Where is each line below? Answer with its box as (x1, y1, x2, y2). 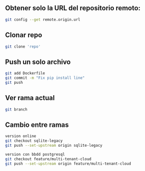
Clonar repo (5, 31, 42, 39)
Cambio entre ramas (5, 120, 69, 129)
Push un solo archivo (5, 57, 71, 66)
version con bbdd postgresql (5, 152, 65, 157)
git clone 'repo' (5, 44, 41, 49)
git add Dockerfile (5, 71, 45, 76)
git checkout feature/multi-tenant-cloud (5, 156, 92, 162)
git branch (5, 107, 28, 112)
